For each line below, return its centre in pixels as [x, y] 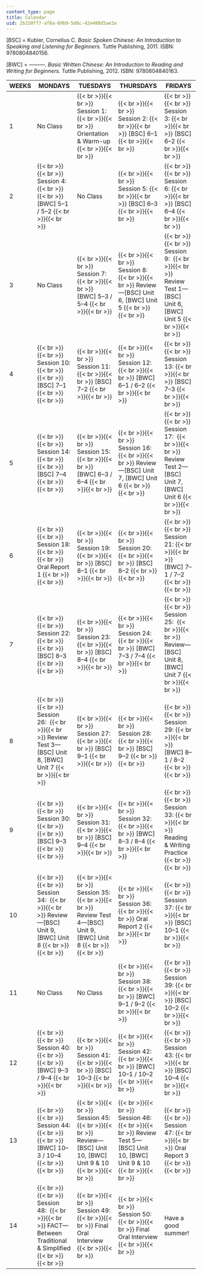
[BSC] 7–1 [52, 385]
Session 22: [54, 634]
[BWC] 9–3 [53, 1071]
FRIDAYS [179, 86]
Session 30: [54, 819]
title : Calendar [26, 17]
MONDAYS [54, 86]
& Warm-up [94, 141]
